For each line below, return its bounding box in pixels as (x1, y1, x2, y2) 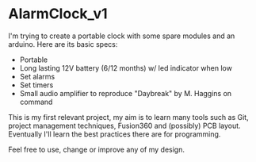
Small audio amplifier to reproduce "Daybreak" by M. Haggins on (19, 88, 232, 98)
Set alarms (19, 71, 55, 81)
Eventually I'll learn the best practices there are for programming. (8, 129, 221, 139)
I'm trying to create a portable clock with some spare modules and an (8, 31, 235, 40)
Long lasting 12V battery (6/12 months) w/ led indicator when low (19, 63, 232, 72)
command (19, 97, 53, 106)
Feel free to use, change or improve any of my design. (8, 145, 185, 154)
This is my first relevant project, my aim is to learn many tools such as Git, (8, 112, 249, 121)
